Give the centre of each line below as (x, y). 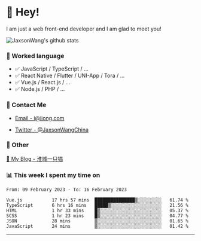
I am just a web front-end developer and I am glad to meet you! (84, 29)
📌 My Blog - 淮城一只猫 (35, 158)
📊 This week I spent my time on (53, 175)
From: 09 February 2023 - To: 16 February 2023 (67, 190)
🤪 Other (17, 145)
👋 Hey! (23, 12)
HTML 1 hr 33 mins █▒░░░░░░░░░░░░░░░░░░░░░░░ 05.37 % (97, 211)
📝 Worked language (35, 56)
